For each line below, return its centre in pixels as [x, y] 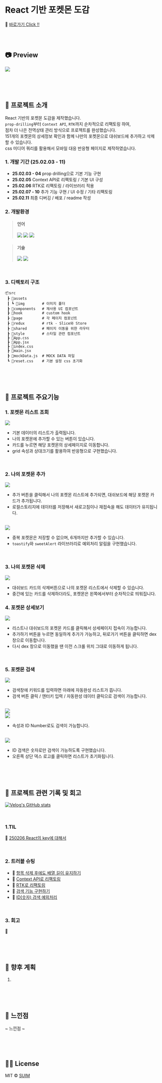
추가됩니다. [32, 501]
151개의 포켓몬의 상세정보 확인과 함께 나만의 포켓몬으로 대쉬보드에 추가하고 [75, 136]
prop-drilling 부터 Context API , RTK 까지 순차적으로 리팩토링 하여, [68, 124]
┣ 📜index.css [20, 347]
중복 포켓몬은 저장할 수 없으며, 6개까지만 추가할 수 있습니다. [68, 538]
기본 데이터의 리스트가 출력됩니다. [44, 433]
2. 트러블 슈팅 [20, 861]
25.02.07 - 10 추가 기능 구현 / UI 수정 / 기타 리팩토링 [62, 192]
